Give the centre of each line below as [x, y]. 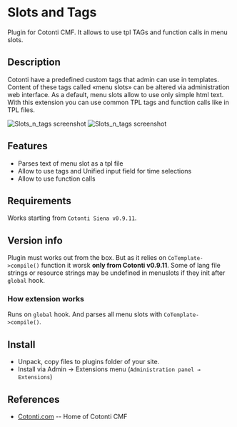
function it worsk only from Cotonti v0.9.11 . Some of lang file [131, 266]
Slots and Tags [52, 12]
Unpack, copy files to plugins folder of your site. [89, 362]
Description [34, 62]
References [34, 400]
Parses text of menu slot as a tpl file [70, 163]
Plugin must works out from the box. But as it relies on [87, 258]
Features [27, 146]
